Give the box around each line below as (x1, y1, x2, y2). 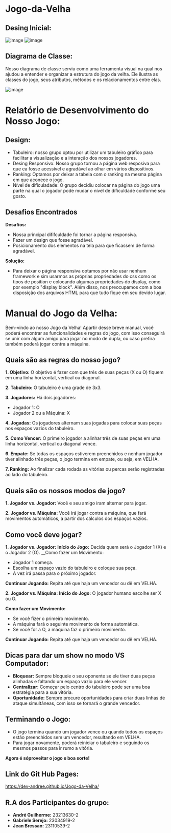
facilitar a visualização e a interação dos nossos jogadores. (12, 154, 137, 161)
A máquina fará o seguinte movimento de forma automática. (12, 621, 139, 627)
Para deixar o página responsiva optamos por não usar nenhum (12, 267, 147, 274)
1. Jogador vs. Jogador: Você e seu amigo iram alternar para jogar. (5, 500, 147, 506)
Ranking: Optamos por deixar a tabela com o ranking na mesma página (12, 171, 162, 177)
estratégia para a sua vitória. (12, 689, 73, 695)
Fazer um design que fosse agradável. (12, 237, 93, 243)
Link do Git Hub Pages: (5, 770, 79, 779)
